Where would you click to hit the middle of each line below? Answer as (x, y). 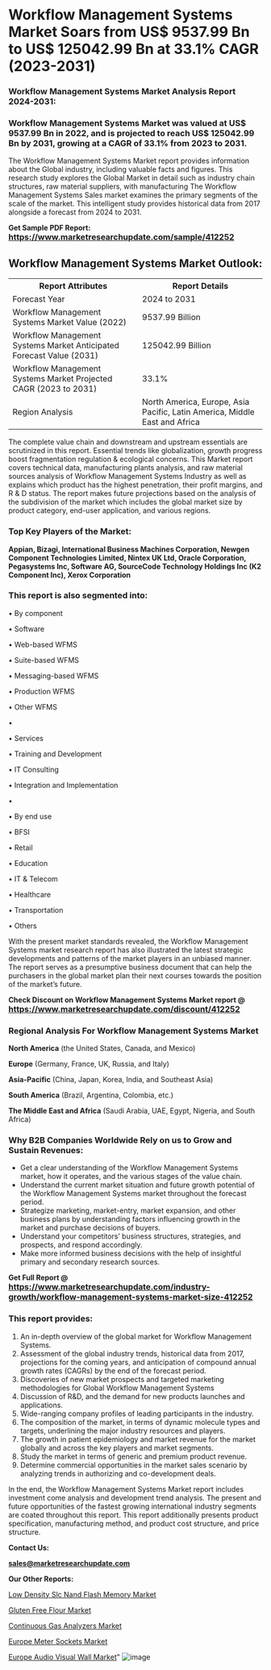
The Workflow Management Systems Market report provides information (129, 161)
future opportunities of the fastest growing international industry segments (132, 1506)
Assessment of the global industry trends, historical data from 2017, (132, 1353)
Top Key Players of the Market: (70, 531)
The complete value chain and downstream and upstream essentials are (128, 442)
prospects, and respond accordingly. (81, 1245)
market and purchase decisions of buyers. (90, 1228)
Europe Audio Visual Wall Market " (65, 1657)
